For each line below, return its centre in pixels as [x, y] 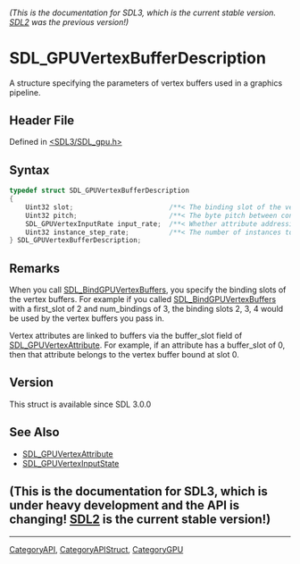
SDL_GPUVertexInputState [71, 463]
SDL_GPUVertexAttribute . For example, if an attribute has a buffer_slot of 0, [147, 345]
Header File [42, 120]
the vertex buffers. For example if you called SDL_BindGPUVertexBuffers [143, 299]
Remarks [35, 268]
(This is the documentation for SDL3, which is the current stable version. [143, 13]
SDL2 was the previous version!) [69, 21]
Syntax [29, 170]
